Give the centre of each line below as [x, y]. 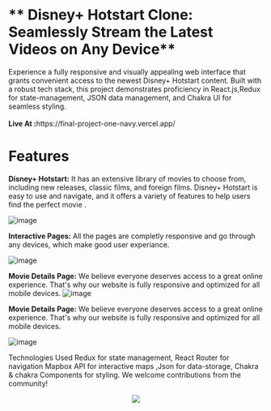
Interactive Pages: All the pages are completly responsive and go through [132, 236]
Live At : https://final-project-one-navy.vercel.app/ [92, 123]
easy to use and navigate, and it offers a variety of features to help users [129, 195]
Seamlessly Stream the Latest [111, 32]
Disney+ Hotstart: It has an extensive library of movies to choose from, [127, 178]
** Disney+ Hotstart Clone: [101, 15]
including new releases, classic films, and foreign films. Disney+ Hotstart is [133, 187]
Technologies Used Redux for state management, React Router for [119, 357]
